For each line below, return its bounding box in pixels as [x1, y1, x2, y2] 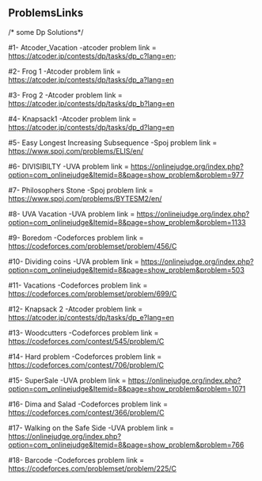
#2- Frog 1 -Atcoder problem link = [8, 67, 121, 76]
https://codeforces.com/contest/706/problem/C [8, 360, 165, 369]
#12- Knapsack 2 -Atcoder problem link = [8, 304, 143, 314]
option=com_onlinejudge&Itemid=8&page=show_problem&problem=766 [8, 440, 245, 449]
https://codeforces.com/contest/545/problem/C [8, 336, 165, 345]
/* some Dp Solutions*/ [8, 27, 84, 36]
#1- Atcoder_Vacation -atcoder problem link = [8, 43, 157, 52]
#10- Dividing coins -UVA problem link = [8, 257, 140, 266]
